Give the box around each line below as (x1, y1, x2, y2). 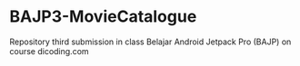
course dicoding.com (9, 45, 89, 56)
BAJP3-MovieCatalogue (9, 6, 197, 27)
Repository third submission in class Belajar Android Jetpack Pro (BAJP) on (9, 36, 292, 47)
